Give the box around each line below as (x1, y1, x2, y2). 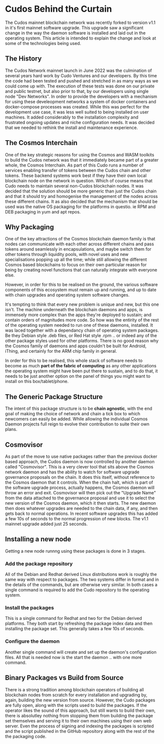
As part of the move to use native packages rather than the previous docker (5, 453, 158, 459)
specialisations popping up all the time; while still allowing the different (5, 256, 147, 262)
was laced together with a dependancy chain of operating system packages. (5, 327, 159, 333)
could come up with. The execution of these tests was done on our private (5, 83, 155, 89)
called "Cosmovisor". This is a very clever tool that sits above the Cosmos (5, 464, 154, 469)
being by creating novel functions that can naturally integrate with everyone (5, 267, 158, 273)
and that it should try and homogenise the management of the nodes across (5, 193, 158, 199)
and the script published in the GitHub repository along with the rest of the (5, 728, 155, 734)
